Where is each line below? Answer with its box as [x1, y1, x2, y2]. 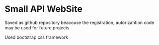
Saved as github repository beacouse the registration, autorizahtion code [4, 20, 155, 25]
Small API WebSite [4, 3, 83, 15]
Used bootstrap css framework [4, 34, 68, 40]
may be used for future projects [4, 24, 70, 30]
